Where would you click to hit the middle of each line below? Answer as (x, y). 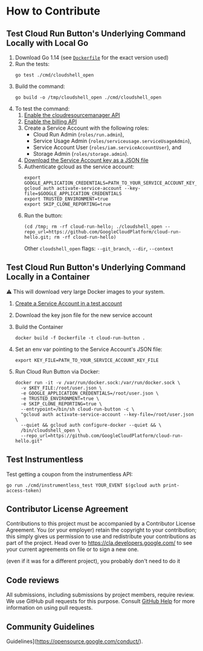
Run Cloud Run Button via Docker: (57, 372)
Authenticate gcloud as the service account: (79, 167)
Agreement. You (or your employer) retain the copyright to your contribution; (101, 530)
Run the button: (43, 215)
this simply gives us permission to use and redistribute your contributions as (101, 536)
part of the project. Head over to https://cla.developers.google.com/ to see (99, 543)
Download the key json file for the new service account (84, 315)
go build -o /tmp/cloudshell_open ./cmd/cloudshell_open (88, 98)
